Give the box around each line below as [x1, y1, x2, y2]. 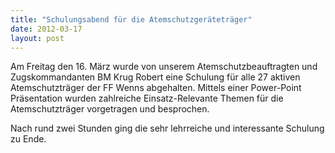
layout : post [10, 33, 65, 43]
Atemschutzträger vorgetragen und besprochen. [10, 103, 210, 115]
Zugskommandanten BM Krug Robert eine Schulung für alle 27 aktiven [10, 71, 301, 83]
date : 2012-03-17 [10, 24, 83, 34]
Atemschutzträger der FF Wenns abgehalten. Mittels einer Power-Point [10, 82, 302, 94]
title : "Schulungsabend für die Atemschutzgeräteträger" [10, 14, 253, 25]
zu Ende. [10, 133, 47, 145]
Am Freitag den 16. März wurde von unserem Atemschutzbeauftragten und [10, 61, 318, 73]
